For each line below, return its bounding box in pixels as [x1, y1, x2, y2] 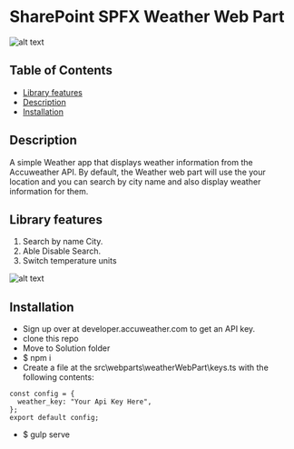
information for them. [9, 185, 89, 196]
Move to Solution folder [22, 343, 111, 354]
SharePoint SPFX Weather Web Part [9, 6, 285, 27]
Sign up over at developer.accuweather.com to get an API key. [22, 324, 256, 334]
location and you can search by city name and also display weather [9, 175, 261, 187]
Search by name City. [22, 236, 103, 247]
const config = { [9, 389, 75, 399]
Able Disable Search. [22, 245, 102, 256]
